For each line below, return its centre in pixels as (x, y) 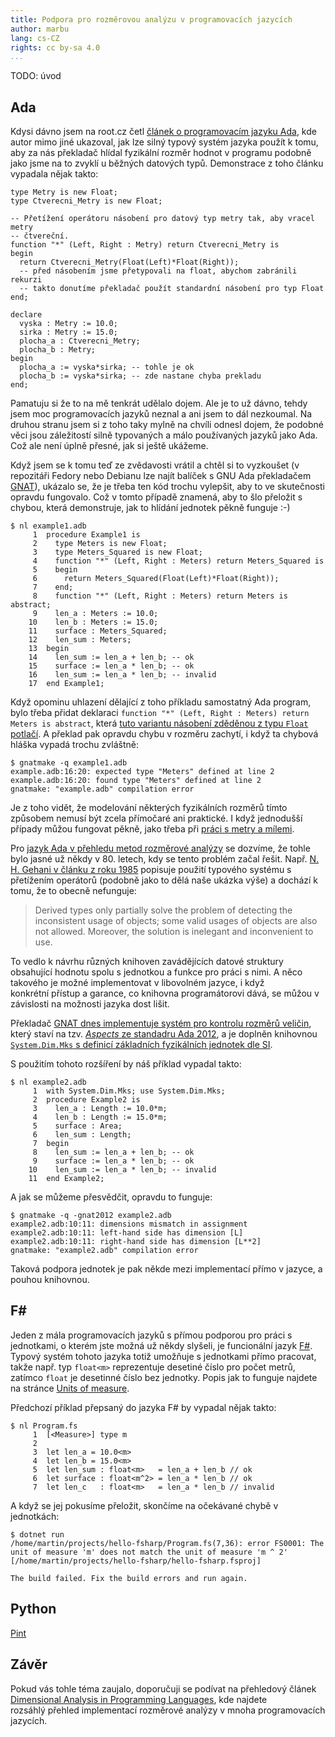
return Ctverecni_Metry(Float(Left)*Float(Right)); (129, 262)
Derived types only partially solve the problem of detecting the (163, 910)
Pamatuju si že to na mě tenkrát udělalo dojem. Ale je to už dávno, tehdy (159, 403)
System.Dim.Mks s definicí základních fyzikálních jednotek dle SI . (141, 1045)
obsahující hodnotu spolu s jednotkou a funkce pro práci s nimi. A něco (156, 972)
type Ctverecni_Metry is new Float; (86, 201)
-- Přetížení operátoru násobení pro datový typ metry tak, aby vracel (162, 219)
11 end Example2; (66, 1179)
